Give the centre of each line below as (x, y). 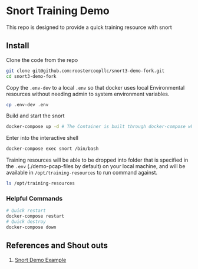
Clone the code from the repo (42, 60)
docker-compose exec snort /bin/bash (52, 149)
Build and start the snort (35, 116)
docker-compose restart (35, 216)
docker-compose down (32, 227)
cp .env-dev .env (27, 104)
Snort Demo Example (40, 260)
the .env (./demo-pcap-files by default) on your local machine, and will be (96, 166)
